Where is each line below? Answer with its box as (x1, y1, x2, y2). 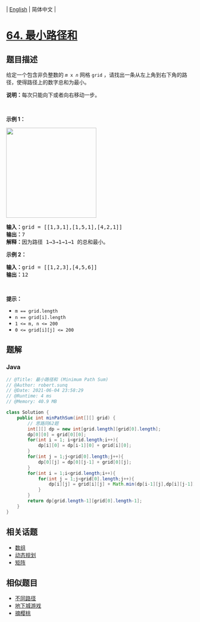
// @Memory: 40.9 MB (6, 399, 58, 405)
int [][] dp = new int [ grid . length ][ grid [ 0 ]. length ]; (27, 426, 161, 432)
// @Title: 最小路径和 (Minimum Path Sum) (6, 376, 109, 383)
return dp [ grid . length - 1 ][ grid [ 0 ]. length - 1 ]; (27, 498, 143, 504)
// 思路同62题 (27, 420, 59, 426)
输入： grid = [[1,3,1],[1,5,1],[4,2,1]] (6, 224, 123, 230)
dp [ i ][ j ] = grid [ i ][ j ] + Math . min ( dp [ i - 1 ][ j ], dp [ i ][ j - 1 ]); (48, 482, 198, 487)
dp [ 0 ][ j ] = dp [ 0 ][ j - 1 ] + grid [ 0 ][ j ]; (37, 459, 132, 465)
